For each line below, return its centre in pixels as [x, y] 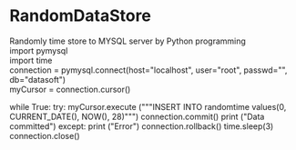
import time [31, 60]
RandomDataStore [81, 16]
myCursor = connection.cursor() [70, 89]
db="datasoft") [38, 79]
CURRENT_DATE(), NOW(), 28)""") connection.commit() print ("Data [137, 116]
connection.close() [45, 135]
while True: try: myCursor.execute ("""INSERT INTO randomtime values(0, [148, 106]
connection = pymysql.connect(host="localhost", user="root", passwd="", [148, 70]
